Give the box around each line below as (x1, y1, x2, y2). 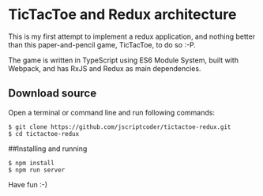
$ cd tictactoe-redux (8, 130, 80, 138)
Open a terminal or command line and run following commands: (8, 107, 216, 117)
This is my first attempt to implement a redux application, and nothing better (8, 32, 255, 41)
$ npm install (8, 159, 55, 167)
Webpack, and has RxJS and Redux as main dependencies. (8, 63, 201, 73)
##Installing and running (8, 144, 88, 153)
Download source (8, 87, 97, 100)
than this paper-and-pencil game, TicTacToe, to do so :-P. (8, 40, 196, 49)
